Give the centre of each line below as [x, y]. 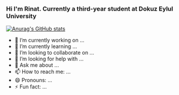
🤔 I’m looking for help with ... [49, 59]
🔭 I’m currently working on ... [49, 40]
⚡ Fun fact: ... [31, 87]
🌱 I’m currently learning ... [46, 46]
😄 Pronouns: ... [33, 80]
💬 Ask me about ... [37, 65]
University [21, 16]
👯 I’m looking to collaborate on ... [54, 53]
